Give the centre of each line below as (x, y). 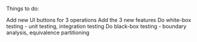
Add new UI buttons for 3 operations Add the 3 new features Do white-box (99, 20)
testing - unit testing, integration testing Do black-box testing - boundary (96, 26)
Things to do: (23, 9)
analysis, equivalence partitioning (48, 33)
